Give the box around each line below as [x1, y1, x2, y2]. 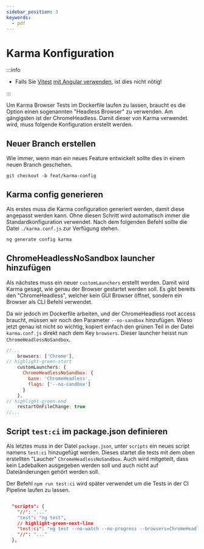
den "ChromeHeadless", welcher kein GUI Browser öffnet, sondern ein [6, 292, 182, 299]
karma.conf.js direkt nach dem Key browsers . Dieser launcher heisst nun [6, 329, 188, 337]
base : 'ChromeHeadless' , [28, 376, 91, 382]
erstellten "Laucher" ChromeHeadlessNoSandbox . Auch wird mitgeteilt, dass [6, 455, 189, 462]
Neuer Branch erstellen [6, 138, 96, 149]
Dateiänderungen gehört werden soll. [6, 468, 100, 475]
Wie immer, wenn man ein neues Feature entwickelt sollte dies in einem [6, 155, 185, 162]
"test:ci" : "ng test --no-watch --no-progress [17, 526, 137, 532]
